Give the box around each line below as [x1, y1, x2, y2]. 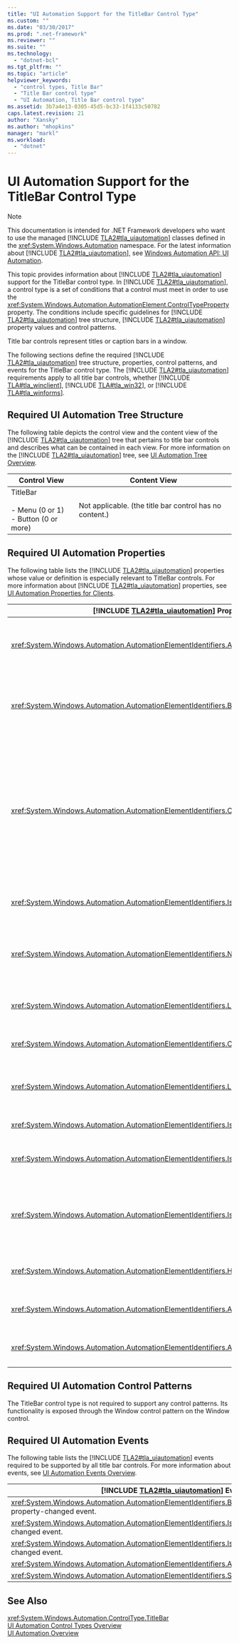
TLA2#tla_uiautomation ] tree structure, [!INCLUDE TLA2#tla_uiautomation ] [7, 316, 225, 324]
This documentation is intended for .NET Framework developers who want [7, 226, 225, 235]
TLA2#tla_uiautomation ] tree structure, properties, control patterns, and [7, 358, 218, 367]
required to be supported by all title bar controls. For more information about [7, 1461, 231, 1469]
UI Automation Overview [7, 1629, 80, 1638]
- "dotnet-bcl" [14, 57, 59, 64]
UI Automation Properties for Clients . [7, 588, 115, 597]
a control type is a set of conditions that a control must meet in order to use [7, 286, 229, 294]
